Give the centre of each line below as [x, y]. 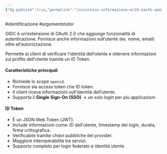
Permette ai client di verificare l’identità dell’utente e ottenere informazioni [81, 54]
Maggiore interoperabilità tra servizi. [49, 141]
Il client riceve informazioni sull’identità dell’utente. [64, 92]
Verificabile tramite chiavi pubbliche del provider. [62, 136]
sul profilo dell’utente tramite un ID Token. [48, 59]
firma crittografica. [32, 130]
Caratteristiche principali [32, 71]
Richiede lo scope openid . [39, 81]
